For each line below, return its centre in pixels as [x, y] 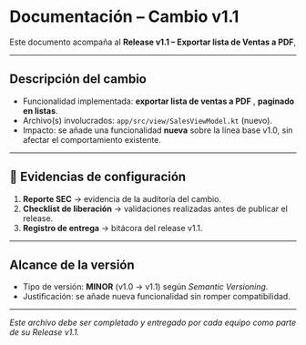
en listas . [40, 110]
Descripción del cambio [78, 79]
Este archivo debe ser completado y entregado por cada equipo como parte [153, 323]
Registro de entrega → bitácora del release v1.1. [112, 228]
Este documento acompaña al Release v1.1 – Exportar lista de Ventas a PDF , [153, 42]
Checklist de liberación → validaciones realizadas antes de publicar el [155, 208]
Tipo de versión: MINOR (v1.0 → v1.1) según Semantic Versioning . [145, 287]
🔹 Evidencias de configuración [98, 177]
